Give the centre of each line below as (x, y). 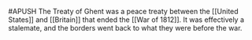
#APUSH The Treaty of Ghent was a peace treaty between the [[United (123, 11)
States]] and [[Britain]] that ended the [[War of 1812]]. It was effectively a (126, 20)
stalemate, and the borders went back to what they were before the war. (125, 28)
